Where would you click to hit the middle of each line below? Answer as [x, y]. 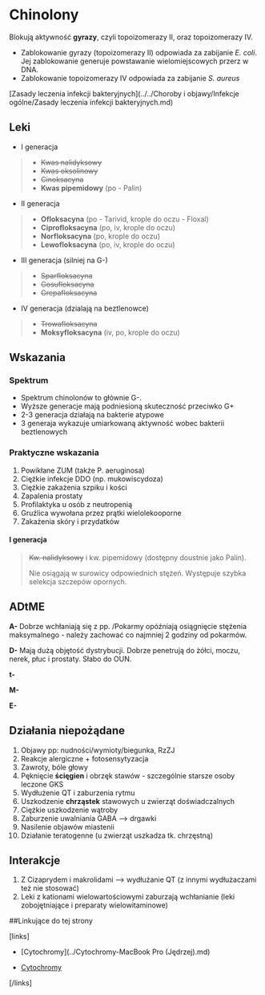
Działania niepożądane [67, 731]
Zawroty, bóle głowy [54, 767]
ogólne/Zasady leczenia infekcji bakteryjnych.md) [91, 102]
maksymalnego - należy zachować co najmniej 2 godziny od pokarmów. [128, 635]
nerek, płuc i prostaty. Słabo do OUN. [70, 659]
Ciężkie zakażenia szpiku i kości [74, 487]
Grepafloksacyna [69, 292]
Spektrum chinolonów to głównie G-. [81, 398]
